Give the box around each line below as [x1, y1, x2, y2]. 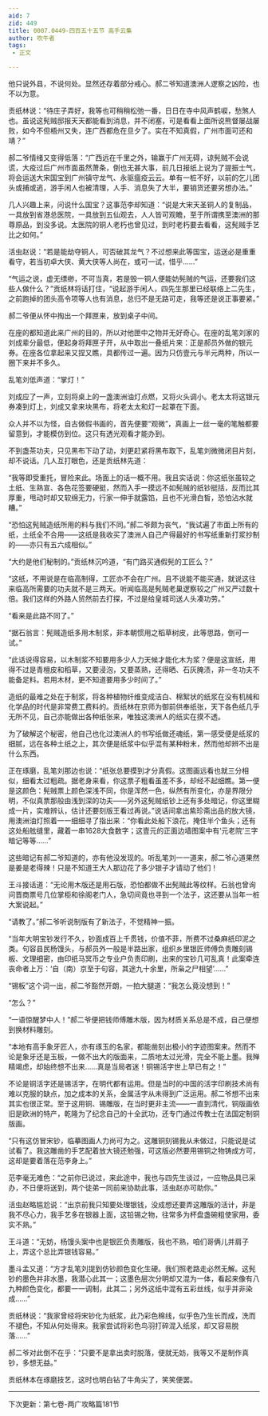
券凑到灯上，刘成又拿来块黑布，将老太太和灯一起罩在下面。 [8, 402, 204, 411]
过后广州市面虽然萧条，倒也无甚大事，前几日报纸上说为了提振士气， [35, 163, 260, 172]
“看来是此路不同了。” [8, 611, 74, 620]
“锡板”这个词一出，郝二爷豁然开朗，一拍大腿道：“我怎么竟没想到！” [8, 981, 231, 990]
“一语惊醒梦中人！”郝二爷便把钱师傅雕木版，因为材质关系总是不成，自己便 [8, 1015, 253, 1024]
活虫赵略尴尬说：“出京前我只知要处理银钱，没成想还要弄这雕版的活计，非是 [8, 1200, 257, 1209]
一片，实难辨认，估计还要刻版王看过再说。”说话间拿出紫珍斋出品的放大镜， [14, 806, 260, 815]
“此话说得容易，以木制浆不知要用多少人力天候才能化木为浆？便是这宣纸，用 [8, 655, 257, 664]
